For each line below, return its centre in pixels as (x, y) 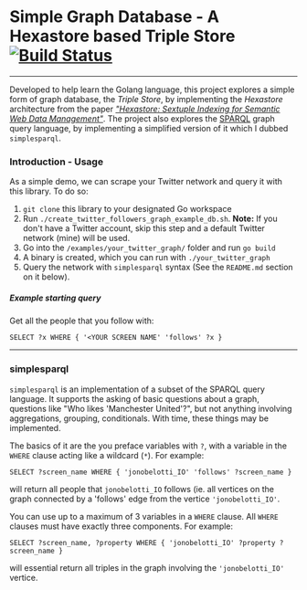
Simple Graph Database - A (114, 17)
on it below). (46, 277)
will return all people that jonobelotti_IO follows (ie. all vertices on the (142, 489)
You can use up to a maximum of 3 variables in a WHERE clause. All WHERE (144, 516)
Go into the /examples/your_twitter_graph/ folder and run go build (149, 248)
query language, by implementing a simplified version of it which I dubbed (149, 128)
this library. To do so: (49, 191)
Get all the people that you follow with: (82, 321)
